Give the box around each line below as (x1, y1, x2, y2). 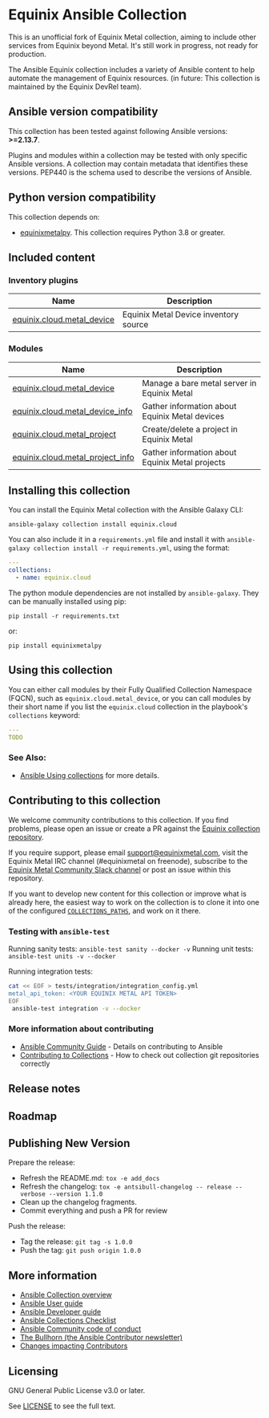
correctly (19, 1059, 50, 1068)
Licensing (8, 1364, 58, 1378)
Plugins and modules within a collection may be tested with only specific (8, 150, 248, 160)
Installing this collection (8, 484, 130, 497)
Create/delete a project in (142, 423, 239, 435)
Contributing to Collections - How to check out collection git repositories (19, 1050, 259, 1059)
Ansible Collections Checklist (19, 1315, 117, 1325)
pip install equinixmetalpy (8, 642, 102, 650)
